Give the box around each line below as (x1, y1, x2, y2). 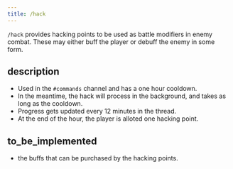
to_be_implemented (7, 135, 97, 147)
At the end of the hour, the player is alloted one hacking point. (17, 114, 199, 123)
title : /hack (7, 10, 46, 18)
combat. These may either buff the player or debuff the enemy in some (7, 37, 215, 46)
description (7, 65, 60, 78)
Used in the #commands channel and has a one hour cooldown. (17, 84, 197, 93)
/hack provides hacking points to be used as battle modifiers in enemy (7, 30, 213, 38)
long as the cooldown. (17, 99, 83, 108)
